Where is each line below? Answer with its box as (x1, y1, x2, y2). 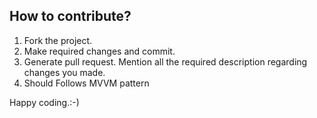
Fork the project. (23, 34, 93, 46)
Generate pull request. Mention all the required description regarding (23, 55, 308, 68)
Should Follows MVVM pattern (23, 77, 150, 89)
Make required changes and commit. (23, 45, 176, 57)
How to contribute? (9, 8, 132, 25)
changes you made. (23, 66, 106, 78)
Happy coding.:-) (9, 96, 80, 108)
